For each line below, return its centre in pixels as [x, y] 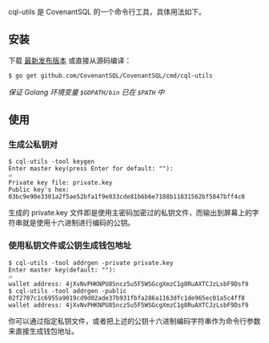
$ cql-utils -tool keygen [51, 162]
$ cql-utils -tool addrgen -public [68, 291]
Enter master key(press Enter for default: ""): [91, 169]
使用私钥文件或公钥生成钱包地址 [70, 246]
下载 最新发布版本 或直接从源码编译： [70, 60]
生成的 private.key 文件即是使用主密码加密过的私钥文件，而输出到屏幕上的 [130, 213]
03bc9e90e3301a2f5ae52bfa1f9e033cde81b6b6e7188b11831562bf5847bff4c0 [127, 197]
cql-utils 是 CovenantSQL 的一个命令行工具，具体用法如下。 [107, 12]
